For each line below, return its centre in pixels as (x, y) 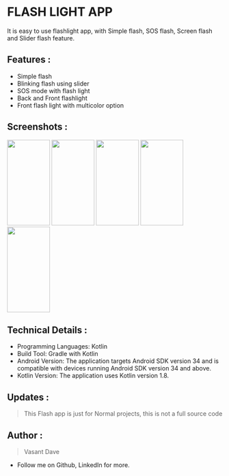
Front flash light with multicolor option (70, 105)
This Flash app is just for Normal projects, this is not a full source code (123, 414)
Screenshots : (38, 127)
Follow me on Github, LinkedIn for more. (73, 465)
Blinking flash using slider (53, 84)
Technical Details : (47, 330)
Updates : (28, 397)
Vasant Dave (42, 452)
